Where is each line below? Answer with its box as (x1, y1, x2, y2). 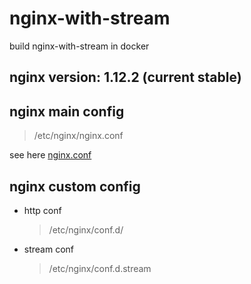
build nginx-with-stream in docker (9, 40, 150, 52)
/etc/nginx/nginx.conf (33, 130, 124, 142)
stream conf (23, 243, 75, 255)
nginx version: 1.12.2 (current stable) (9, 69, 242, 86)
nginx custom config (9, 178, 141, 195)
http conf (23, 204, 62, 216)
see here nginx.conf (9, 149, 92, 161)
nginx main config (9, 103, 125, 120)
